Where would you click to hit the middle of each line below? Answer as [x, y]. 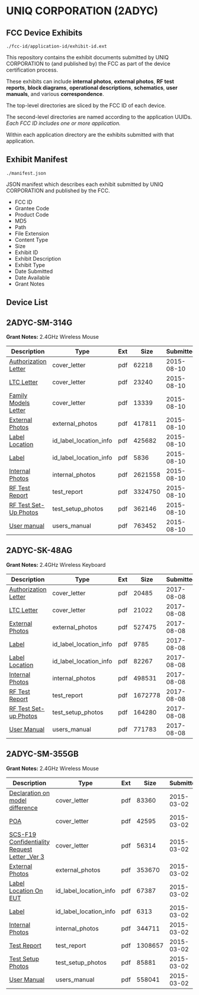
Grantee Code [32, 208]
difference [23, 808]
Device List [27, 302]
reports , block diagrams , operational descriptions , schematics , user [92, 88]
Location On [26, 891]
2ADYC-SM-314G [39, 322]
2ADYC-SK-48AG [39, 551]
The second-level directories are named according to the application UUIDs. [99, 117]
